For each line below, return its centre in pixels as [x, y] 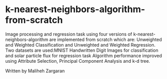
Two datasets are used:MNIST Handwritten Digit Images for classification [82, 50]
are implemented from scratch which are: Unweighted [106, 39]
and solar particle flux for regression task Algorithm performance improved [84, 55]
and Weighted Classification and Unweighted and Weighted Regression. [80, 45]
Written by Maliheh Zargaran [35, 71]
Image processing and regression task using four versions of [69, 34]
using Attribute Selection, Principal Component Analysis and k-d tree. [78, 61]
